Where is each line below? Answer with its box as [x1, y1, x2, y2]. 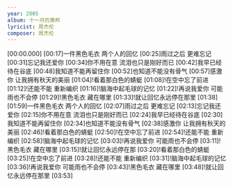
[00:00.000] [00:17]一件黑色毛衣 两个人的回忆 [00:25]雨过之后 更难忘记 [7, 49, 212, 58]
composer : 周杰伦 [7, 29, 54, 37]
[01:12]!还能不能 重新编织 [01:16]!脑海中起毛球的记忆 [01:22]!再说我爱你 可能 [7, 84, 223, 93]
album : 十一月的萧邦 [7, 17, 61, 24]
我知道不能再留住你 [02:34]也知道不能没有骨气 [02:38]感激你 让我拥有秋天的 [7, 119, 226, 127]
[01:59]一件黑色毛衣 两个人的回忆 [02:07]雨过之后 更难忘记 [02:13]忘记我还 [7, 102, 221, 110]
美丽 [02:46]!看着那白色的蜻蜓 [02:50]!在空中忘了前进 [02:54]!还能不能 [7, 128, 210, 137]
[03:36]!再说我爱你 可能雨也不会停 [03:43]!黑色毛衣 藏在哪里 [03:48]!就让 [7, 163, 218, 171]
